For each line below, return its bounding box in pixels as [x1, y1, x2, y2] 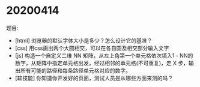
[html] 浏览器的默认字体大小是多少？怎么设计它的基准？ [14, 37, 153, 44]
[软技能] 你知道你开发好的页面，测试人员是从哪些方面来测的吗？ [14, 74, 173, 82]
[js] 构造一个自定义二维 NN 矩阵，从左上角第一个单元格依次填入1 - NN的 [14, 52, 193, 59]
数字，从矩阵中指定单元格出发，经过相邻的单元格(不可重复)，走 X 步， [14, 59, 189, 67]
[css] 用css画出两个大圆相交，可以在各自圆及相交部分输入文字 [14, 44, 169, 52]
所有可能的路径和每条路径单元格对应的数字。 [20, 67, 131, 74]
